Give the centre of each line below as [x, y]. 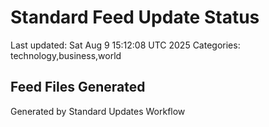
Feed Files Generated [78, 87]
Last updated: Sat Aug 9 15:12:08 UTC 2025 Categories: [125, 45]
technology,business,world [66, 55]
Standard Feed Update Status [135, 17]
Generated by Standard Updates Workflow [98, 111]
